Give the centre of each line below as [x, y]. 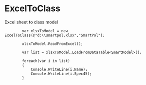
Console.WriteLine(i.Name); [59, 69]
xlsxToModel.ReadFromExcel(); [53, 44]
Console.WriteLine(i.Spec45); [61, 74]
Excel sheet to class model [31, 22]
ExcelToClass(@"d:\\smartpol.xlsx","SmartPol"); [55, 35]
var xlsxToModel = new [45, 31]
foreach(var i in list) [46, 61]
